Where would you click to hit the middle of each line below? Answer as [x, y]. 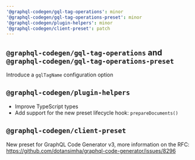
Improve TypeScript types [46, 106]
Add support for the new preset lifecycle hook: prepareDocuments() [96, 113]
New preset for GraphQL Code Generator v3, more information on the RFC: [98, 144]
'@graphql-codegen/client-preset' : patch [58, 28]
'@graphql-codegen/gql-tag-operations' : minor [65, 12]
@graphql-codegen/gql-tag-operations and [84, 52]
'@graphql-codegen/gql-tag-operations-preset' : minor [74, 17]
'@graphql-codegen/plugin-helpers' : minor [59, 23]
